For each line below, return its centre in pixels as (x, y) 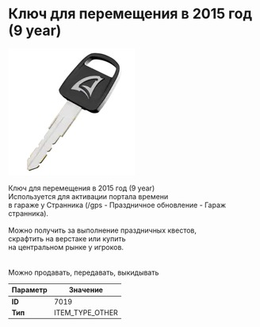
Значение (86, 290)
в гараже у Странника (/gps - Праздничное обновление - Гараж (117, 205)
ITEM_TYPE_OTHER (86, 312)
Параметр (29, 290)
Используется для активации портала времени (88, 196)
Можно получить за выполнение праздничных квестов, (102, 230)
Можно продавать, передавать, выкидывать (84, 272)
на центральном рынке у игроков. (66, 247)
